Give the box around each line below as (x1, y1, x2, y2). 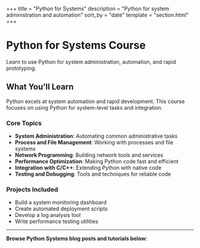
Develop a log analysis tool (14, 212, 81, 219)
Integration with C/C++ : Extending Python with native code (14, 164, 162, 172)
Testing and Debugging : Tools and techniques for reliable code (14, 170, 171, 178)
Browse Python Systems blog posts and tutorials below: (6, 235, 148, 242)
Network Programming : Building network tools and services (14, 151, 164, 159)
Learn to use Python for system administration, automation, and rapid (6, 58, 177, 65)
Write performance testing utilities (14, 218, 99, 225)
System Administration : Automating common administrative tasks (14, 132, 178, 139)
